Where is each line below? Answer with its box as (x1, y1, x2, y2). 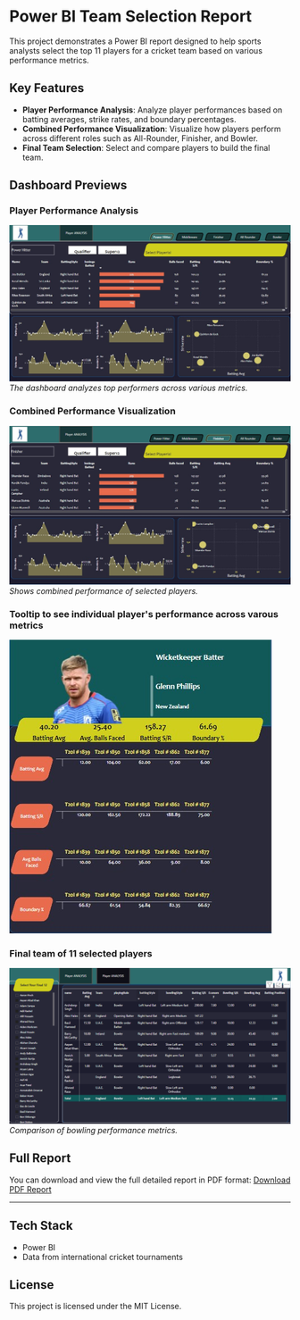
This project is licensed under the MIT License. (9, 1301, 182, 1312)
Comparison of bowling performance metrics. (9, 1124, 179, 1135)
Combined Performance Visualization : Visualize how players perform (21, 123, 281, 134)
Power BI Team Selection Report (9, 6, 253, 27)
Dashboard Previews (9, 178, 128, 193)
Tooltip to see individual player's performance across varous (9, 607, 279, 620)
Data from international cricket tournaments (21, 1251, 183, 1262)
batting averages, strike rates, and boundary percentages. (21, 113, 237, 124)
